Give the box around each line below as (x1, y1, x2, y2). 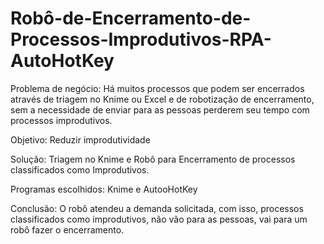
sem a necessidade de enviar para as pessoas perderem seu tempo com (10, 103, 310, 116)
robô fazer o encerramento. (10, 223, 125, 236)
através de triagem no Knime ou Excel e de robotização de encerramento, (10, 93, 315, 105)
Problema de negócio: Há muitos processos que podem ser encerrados (10, 82, 305, 94)
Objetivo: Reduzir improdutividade (10, 133, 151, 146)
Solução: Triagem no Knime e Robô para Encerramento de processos (10, 153, 296, 165)
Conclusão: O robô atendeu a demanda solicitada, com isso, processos (10, 202, 304, 214)
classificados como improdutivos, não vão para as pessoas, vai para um (10, 213, 308, 225)
